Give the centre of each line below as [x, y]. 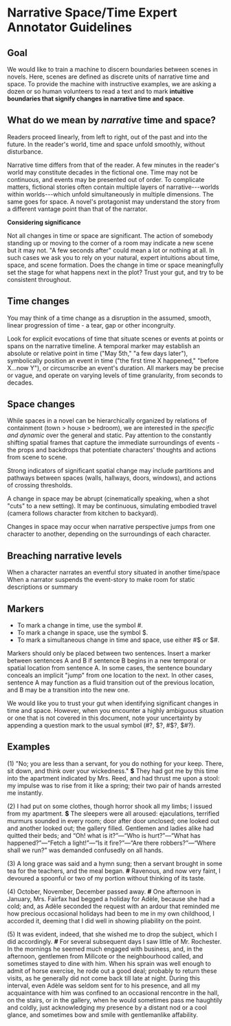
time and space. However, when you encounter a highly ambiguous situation [115, 711]
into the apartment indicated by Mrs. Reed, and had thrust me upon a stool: [113, 778]
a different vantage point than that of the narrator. [77, 209]
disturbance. [25, 151]
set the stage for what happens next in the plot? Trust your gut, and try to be [115, 272]
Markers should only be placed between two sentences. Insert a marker [109, 654]
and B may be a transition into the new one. [69, 690]
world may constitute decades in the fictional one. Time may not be [102, 172]
